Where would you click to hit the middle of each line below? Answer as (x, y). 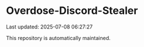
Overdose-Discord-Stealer (72, 11)
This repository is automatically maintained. (58, 38)
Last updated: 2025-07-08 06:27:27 (50, 27)
